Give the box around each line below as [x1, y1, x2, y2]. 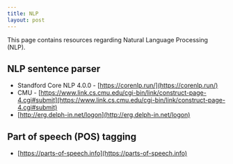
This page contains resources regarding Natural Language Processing [7, 35, 209, 44]
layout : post [7, 17, 45, 24]
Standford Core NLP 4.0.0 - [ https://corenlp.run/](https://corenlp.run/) [17, 81, 218, 90]
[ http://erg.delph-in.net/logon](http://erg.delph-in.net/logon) [17, 111, 191, 119]
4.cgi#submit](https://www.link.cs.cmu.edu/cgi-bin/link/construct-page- [17, 96, 226, 104]
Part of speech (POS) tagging [7, 131, 137, 143]
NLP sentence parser [7, 63, 101, 75]
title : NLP [7, 10, 39, 17]
